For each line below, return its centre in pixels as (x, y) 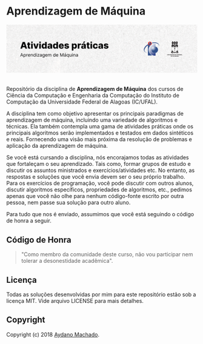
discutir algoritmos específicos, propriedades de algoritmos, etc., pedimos (99, 190)
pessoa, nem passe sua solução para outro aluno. (68, 203)
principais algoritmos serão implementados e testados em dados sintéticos (100, 133)
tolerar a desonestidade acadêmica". (67, 261)
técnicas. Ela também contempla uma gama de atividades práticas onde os (100, 127)
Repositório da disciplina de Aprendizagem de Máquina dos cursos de (95, 89)
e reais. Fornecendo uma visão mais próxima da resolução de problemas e (99, 139)
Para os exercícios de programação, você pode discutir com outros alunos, (100, 184)
